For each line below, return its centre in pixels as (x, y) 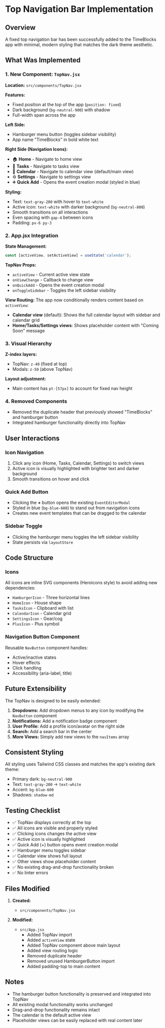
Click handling (27, 668)
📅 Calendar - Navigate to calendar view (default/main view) (73, 171)
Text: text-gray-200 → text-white (47, 784)
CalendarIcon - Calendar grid (42, 614)
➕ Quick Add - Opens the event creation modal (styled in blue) (76, 182)
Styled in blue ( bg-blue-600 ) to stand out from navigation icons (76, 508)
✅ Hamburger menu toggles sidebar (49, 850)
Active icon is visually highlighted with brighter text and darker (76, 469)
